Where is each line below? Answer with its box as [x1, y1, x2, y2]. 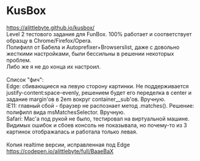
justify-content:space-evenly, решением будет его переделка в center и [6, 89, 192, 96]
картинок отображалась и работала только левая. [6, 128, 138, 135]
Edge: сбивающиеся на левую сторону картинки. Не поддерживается [6, 82, 189, 89]
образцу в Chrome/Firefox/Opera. [6, 37, 93, 44]
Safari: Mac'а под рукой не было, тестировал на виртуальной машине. [6, 114, 190, 122]
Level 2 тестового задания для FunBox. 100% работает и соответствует [6, 30, 192, 37]
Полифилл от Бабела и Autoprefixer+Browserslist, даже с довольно [6, 43, 180, 51]
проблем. [6, 56, 32, 64]
